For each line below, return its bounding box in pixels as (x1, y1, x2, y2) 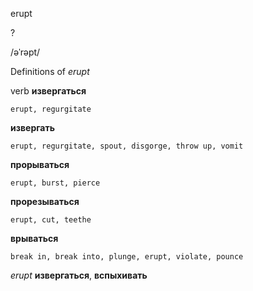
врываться (10, 233, 59, 244)
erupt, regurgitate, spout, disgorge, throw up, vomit (10, 141, 244, 151)
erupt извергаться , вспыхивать (10, 269, 148, 281)
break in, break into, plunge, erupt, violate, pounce (10, 252, 244, 262)
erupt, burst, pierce (10, 178, 101, 188)
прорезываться (10, 196, 80, 207)
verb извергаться (10, 85, 87, 97)
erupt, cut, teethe (10, 215, 92, 225)
